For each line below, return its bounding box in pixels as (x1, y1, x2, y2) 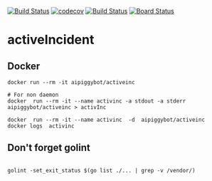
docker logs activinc (7, 123, 75, 130)
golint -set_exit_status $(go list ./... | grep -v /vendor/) (7, 167, 196, 174)
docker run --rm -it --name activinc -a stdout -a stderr (7, 98, 186, 105)
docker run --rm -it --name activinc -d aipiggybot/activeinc (7, 116, 205, 123)
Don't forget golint (7, 142, 91, 154)
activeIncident (7, 32, 95, 48)
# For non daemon (7, 91, 59, 98)
